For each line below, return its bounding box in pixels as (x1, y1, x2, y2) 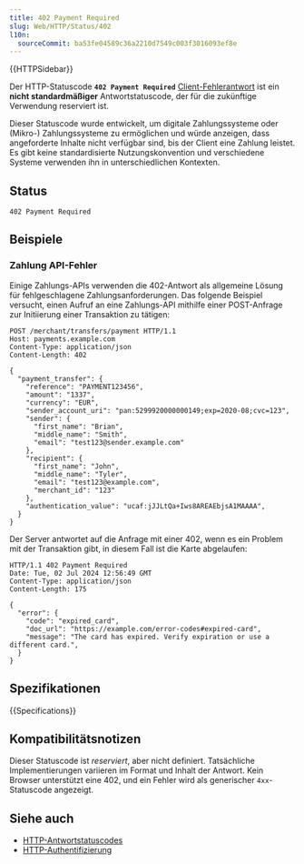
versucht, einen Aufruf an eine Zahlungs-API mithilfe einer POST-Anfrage (9, 299, 283, 310)
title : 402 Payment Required (9, 13, 120, 23)
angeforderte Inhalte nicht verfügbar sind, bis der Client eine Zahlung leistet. (9, 137, 296, 148)
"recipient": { (25, 454, 83, 463)
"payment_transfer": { (17, 374, 103, 383)
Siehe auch (9, 810, 74, 826)
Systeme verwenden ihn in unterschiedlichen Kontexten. (9, 156, 221, 168)
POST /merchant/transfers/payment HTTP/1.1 (9, 327, 177, 336)
